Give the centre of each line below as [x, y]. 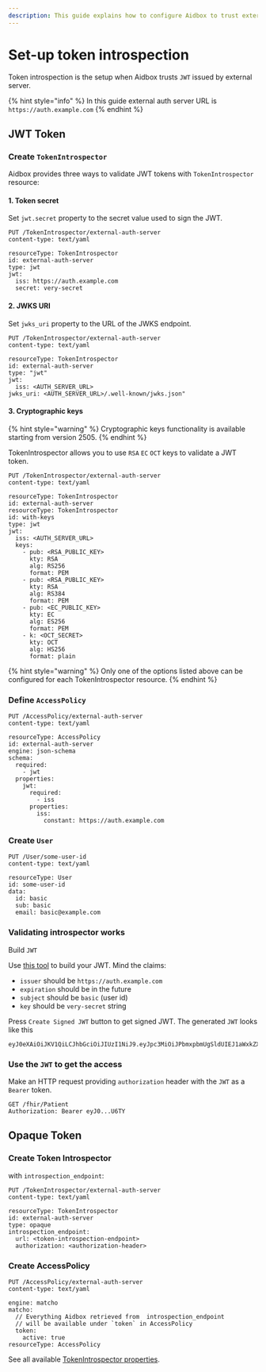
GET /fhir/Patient [38, 1104]
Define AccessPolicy [47, 699]
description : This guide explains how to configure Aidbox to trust [123, 15]
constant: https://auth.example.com [104, 821]
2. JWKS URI [29, 306]
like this [21, 1030]
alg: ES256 [47, 621]
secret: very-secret [49, 288]
